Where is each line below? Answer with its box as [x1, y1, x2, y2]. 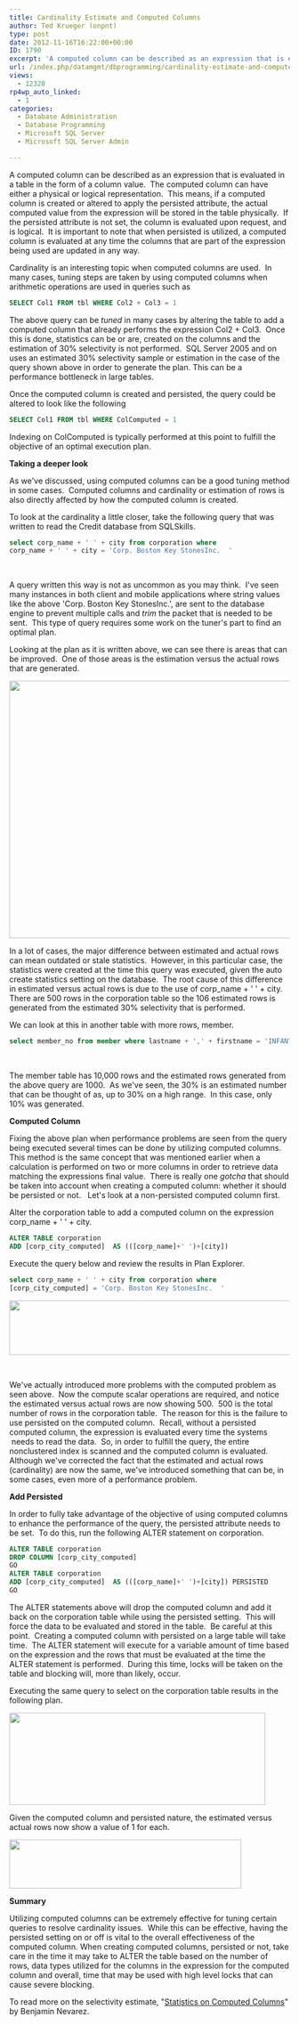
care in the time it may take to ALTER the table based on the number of [9, 1950, 269, 1961]
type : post [9, 29, 50, 38]
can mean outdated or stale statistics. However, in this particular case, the [9, 955, 283, 966]
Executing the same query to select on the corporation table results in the [9, 1685, 279, 1696]
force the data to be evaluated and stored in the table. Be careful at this [9, 1621, 273, 1632]
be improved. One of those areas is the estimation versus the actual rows [9, 653, 279, 664]
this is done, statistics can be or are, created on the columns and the [9, 333, 261, 344]
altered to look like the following [9, 398, 126, 409]
